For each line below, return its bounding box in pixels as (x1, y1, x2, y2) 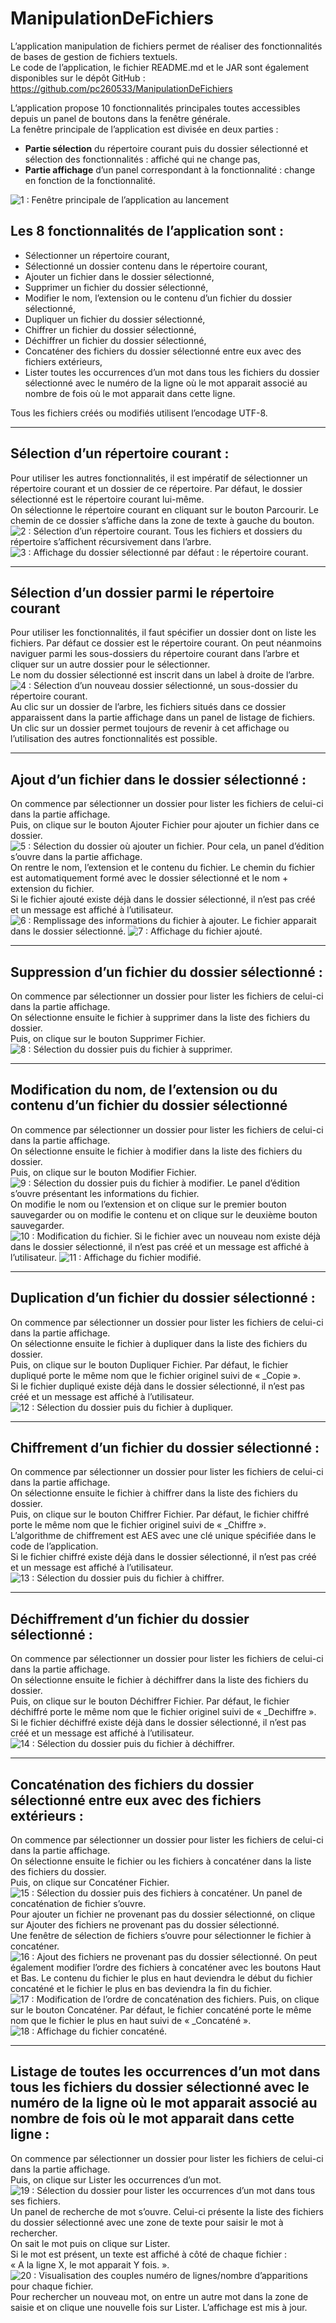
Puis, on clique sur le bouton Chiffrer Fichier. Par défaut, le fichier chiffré (10, 1508, 310, 1521)
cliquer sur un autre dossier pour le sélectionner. (10, 658, 211, 671)
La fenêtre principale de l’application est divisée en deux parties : (10, 123, 279, 135)
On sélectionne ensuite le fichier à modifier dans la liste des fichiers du (10, 1145, 303, 1157)
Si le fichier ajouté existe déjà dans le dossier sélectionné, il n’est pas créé (10, 893, 316, 906)
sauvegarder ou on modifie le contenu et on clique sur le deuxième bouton (10, 1208, 318, 1221)
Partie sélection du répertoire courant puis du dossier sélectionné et (24, 142, 308, 154)
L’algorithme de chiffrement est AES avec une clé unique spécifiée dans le (10, 1530, 317, 1542)
